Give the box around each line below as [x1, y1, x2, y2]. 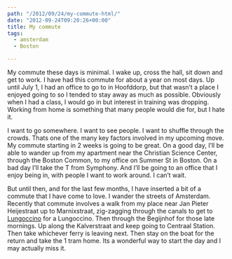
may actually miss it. [7, 244, 67, 252]
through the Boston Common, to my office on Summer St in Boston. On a [7, 156, 217, 164]
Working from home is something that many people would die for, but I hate [7, 106, 226, 113]
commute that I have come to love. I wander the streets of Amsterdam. [7, 192, 211, 200]
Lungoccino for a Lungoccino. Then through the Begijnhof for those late [7, 214, 215, 223]
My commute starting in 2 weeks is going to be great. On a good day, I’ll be [7, 141, 224, 149]
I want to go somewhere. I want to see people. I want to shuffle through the [7, 127, 224, 134]
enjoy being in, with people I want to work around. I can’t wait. [7, 171, 187, 179]
